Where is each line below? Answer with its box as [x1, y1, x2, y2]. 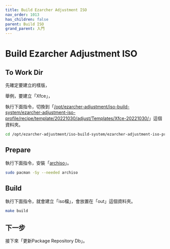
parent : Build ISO [5, 21, 44, 27]
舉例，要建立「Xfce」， [5, 93, 53, 99]
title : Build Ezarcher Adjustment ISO [5, 7, 87, 13]
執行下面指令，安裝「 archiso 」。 [5, 160, 72, 166]
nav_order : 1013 [5, 12, 39, 17]
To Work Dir [5, 68, 44, 76]
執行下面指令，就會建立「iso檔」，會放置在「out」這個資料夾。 [5, 198, 136, 204]
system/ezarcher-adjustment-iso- [5, 109, 76, 115]
